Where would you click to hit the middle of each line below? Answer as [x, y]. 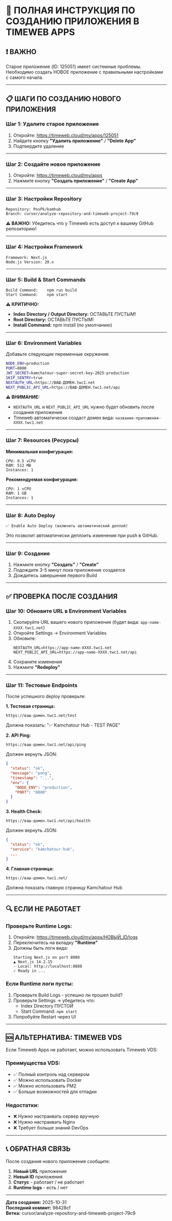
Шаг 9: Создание [28, 553]
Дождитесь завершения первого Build [55, 576]
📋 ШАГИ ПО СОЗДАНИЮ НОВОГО [64, 99]
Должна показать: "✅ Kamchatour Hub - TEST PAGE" [63, 725]
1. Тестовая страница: [30, 706]
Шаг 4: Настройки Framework [44, 247]
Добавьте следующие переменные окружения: [58, 354]
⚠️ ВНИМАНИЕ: [23, 397]
